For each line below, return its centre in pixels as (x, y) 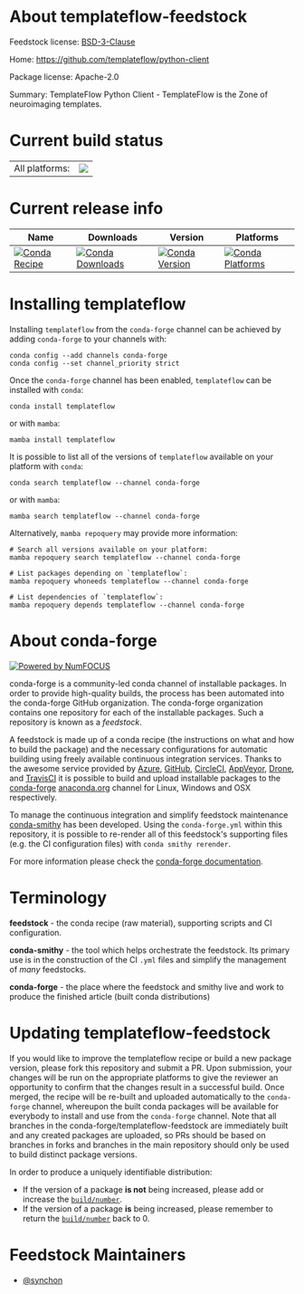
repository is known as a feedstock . (76, 722)
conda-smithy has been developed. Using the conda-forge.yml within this (146, 824)
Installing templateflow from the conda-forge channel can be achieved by (146, 329)
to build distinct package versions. (73, 1154)
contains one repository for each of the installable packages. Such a (137, 712)
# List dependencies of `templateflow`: (87, 597)
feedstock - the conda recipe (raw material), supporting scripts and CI (141, 923)
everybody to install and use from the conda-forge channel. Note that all (143, 1116)
